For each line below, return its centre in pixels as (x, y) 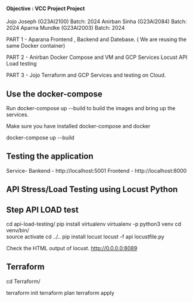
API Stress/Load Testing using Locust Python (92, 190)
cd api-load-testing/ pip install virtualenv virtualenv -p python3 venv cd (94, 224)
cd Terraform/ (23, 281)
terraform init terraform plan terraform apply (60, 292)
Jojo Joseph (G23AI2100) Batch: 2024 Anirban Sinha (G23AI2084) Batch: (96, 21)
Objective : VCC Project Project (46, 8)
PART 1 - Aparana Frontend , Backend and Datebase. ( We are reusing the (96, 39)
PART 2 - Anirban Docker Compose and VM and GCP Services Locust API (97, 57)
